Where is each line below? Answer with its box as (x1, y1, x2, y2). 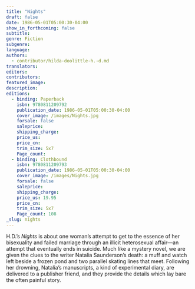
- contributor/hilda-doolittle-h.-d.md (11, 58, 110, 64)
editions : (6, 91, 31, 97)
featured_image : (6, 80, 46, 86)
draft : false (6, 14, 38, 20)
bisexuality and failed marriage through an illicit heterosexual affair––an (6, 239, 179, 246)
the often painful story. (6, 276, 61, 283)
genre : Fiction (6, 36, 44, 42)
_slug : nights (6, 217, 41, 222)
